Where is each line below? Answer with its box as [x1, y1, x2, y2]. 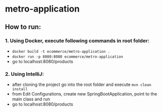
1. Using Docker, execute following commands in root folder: [5, 37, 149, 44]
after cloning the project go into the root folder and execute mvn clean [12, 81, 151, 88]
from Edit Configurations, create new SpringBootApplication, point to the [12, 91, 158, 97]
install [12, 87, 28, 92]
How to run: [5, 23, 41, 31]
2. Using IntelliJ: [5, 70, 44, 77]
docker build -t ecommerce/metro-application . [12, 49, 110, 54]
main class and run [12, 96, 50, 102]
